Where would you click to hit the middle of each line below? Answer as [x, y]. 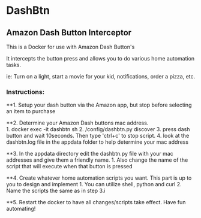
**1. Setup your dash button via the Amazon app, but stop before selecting [99, 105]
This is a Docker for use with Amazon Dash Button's [70, 47]
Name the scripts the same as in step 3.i [56, 191]
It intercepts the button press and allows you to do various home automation [100, 58]
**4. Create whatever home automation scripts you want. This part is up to [99, 178]
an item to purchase [31, 111]
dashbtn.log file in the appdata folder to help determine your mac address [97, 142]
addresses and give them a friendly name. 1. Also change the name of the [97, 160]
